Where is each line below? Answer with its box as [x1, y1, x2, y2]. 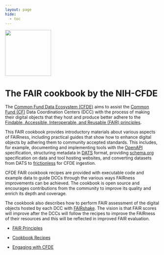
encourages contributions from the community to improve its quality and [5, 185, 151, 191]
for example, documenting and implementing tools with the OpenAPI [5, 145, 143, 151]
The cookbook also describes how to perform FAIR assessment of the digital [5, 200, 159, 206]
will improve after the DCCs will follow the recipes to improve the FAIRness [5, 210, 155, 216]
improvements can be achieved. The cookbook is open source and [5, 180, 140, 186]
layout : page [5, 7, 32, 12]
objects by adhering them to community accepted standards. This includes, [5, 139, 158, 145]
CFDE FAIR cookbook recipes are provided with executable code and [5, 170, 144, 176]
